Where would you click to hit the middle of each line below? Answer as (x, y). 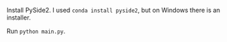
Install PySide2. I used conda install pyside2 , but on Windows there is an (113, 10)
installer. (19, 17)
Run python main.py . (36, 31)
